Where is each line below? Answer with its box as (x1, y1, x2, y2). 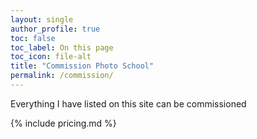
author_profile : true (10, 24, 101, 34)
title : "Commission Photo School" (10, 61, 155, 71)
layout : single (10, 14, 74, 25)
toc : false (10, 33, 56, 43)
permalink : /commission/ (10, 71, 114, 81)
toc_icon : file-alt (10, 52, 92, 62)
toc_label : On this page (10, 42, 114, 53)
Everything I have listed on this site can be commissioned (10, 97, 247, 110)
